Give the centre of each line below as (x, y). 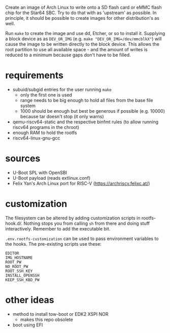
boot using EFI (28, 325)
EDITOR (12, 253)
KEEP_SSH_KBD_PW (22, 280)
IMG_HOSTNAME (19, 258)
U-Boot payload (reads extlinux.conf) (52, 178)
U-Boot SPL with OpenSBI (40, 173)
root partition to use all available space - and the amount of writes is (77, 49)
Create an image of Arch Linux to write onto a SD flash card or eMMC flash (83, 7)
